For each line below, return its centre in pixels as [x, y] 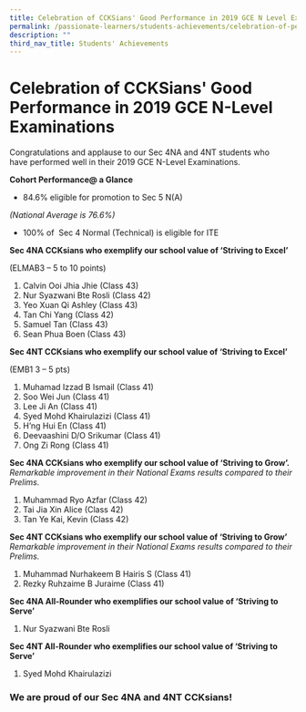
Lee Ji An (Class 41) [60, 407]
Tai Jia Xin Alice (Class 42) [73, 510]
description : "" [40, 35]
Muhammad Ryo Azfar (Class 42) [85, 500]
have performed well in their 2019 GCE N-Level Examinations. [125, 162]
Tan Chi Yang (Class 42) [68, 315]
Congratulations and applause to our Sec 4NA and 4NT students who [140, 152]
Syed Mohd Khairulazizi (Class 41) [87, 417]
